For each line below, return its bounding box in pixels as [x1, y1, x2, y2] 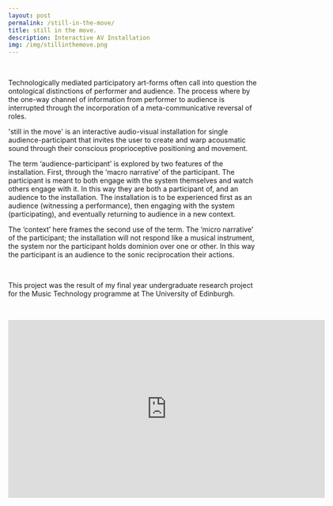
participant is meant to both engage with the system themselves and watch [8, 176, 253, 186]
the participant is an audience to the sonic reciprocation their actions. [8, 250, 235, 259]
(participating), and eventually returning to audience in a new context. [8, 210, 236, 219]
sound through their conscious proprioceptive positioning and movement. [8, 144, 248, 153]
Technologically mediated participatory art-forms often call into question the [8, 78, 257, 88]
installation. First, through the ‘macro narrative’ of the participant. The [8, 168, 235, 177]
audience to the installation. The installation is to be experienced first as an [8, 193, 252, 202]
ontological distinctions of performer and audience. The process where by [8, 86, 251, 96]
